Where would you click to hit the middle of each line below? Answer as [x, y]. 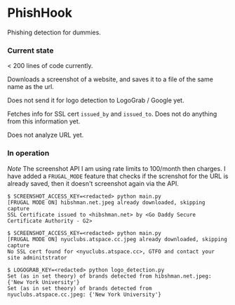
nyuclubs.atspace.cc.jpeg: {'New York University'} [84, 294]
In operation [28, 154]
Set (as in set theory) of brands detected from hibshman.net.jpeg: [109, 276]
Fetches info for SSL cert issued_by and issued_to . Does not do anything [112, 114]
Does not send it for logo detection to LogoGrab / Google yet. [96, 100]
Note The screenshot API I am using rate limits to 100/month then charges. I [116, 168]
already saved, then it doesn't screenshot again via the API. [93, 183]
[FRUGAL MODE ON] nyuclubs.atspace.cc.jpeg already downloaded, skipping [117, 239]
